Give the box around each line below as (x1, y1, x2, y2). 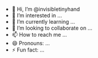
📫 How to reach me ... (11, 31, 67, 38)
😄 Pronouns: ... (11, 40, 50, 47)
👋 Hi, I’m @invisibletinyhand (11, 6, 80, 12)
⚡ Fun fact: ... (11, 46, 45, 53)
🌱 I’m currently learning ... (11, 18, 75, 25)
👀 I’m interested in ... (11, 12, 62, 19)
